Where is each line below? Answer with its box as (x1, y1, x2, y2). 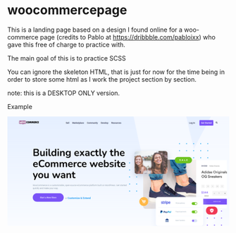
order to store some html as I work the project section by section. (7, 75, 197, 83)
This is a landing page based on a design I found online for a (7, 25, 183, 34)
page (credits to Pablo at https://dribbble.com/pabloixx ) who (39, 32, 216, 41)
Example (7, 102, 33, 111)
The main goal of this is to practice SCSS (7, 53, 126, 62)
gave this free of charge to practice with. (7, 40, 125, 49)
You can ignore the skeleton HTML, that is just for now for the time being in (7, 68, 225, 76)
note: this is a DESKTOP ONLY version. (7, 89, 120, 97)
